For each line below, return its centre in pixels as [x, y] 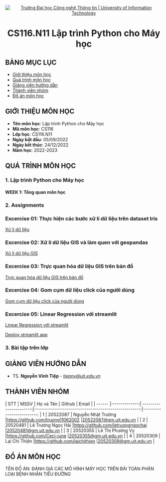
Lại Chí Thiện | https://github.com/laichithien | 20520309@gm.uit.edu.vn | [80, 441]
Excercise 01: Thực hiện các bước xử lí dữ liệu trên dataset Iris [82, 218]
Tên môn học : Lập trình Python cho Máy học [58, 123]
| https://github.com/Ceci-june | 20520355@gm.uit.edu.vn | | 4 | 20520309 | [83, 435]
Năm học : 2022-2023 [35, 150]
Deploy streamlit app [26, 335]
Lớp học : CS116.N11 [32, 134]
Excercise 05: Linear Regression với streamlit [61, 314]
